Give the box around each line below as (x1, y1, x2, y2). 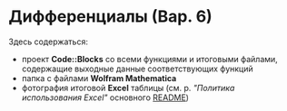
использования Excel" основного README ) (21, 92, 190, 103)
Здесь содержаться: (8, 36, 88, 47)
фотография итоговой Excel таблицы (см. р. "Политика (21, 82, 235, 93)
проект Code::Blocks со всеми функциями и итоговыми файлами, (21, 53, 278, 64)
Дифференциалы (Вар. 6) (8, 6, 213, 27)
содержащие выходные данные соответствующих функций (21, 63, 253, 74)
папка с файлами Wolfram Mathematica (21, 72, 177, 83)
